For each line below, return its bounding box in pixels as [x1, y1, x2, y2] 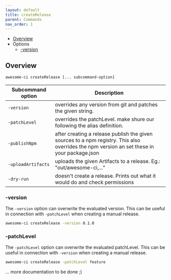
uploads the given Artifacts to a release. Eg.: [55, 157, 160, 164]
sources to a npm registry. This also [55, 136, 141, 144]
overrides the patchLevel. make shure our [55, 116, 155, 123]
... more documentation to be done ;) [5, 269, 82, 275]
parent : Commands [5, 17, 42, 22]
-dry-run [8, 176, 29, 182]
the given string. [55, 107, 94, 115]
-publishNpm [8, 141, 37, 146]
